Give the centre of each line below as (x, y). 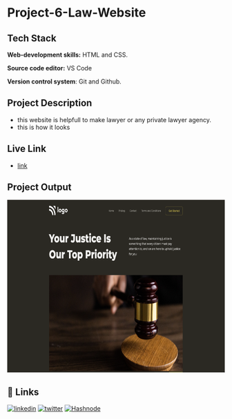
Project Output (39, 187)
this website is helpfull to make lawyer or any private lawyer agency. (114, 119)
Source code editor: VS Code (49, 68)
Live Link (27, 149)
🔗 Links (23, 392)
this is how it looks (43, 127)
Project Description (50, 103)
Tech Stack (32, 38)
